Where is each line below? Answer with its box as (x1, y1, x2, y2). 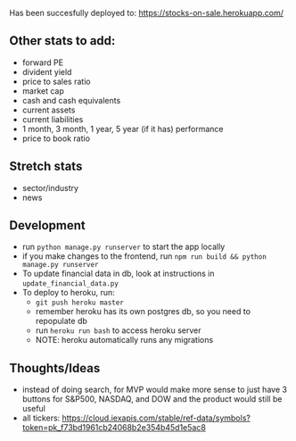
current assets (21, 104, 76, 115)
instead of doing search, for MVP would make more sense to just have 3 (21, 384, 288, 395)
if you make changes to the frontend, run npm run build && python (21, 251, 267, 262)
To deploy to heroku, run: (21, 287, 116, 298)
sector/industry (21, 182, 78, 193)
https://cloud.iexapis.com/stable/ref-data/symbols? (62, 412, 251, 423)
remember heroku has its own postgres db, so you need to (35, 306, 251, 317)
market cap (21, 85, 65, 96)
